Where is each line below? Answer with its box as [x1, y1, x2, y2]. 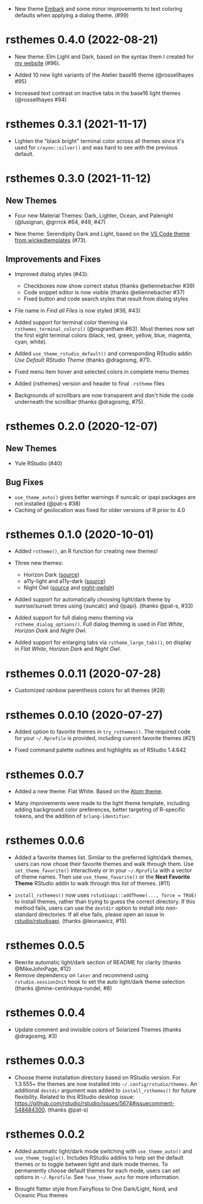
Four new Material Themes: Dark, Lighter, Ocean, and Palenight [14, 212, 174, 219]
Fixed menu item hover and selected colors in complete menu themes [14, 368, 190, 375]
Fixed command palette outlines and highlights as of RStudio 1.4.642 [14, 746, 187, 753]
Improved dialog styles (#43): [14, 270, 89, 277]
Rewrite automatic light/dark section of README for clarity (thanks [14, 959, 182, 966]
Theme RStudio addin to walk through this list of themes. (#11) [14, 880, 171, 887]
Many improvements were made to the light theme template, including [14, 800, 190, 807]
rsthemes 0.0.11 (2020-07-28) [5, 666, 162, 680]
